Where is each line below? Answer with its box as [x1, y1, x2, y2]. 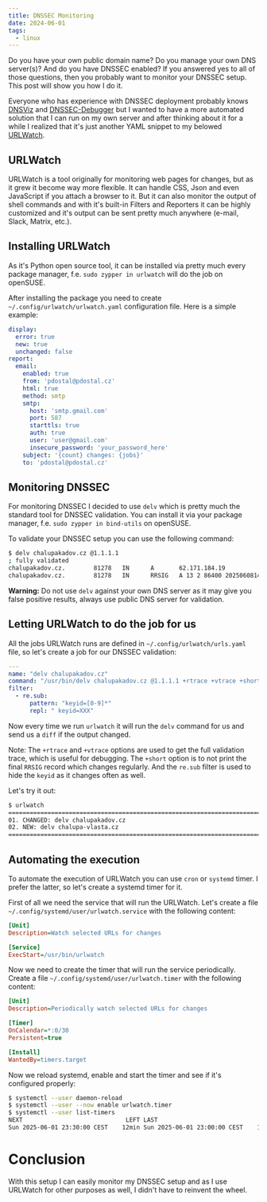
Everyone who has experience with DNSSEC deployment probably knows [8, 96, 249, 106]
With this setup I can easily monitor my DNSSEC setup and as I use [8, 1177, 228, 1186]
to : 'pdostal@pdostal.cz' [22, 458, 109, 466]
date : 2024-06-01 [8, 19, 66, 27]
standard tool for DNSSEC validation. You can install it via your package [8, 510, 242, 519]
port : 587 [29, 414, 62, 422]
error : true [15, 333, 56, 340]
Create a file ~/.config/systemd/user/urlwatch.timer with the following [8, 974, 242, 983]
